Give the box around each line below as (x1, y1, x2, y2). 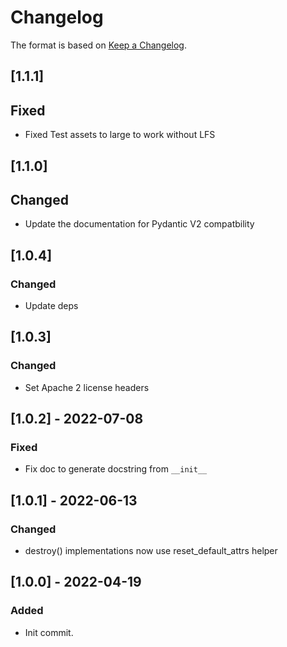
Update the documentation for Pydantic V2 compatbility (24, 218, 255, 230)
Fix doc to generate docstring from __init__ (24, 463, 208, 475)
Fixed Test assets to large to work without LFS (24, 129, 216, 141)
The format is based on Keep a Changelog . (10, 39, 187, 51)
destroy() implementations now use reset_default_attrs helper (24, 545, 278, 557)
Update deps (24, 300, 79, 312)
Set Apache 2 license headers (24, 381, 150, 393)
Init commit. (24, 626, 74, 638)
